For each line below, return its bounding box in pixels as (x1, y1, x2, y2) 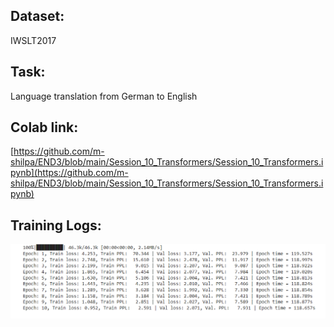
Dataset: (10, 8, 65, 25)
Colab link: (10, 119, 79, 136)
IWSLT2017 (10, 34, 57, 46)
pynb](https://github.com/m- (10, 167, 129, 179)
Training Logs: (10, 217, 102, 234)
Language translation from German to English (10, 90, 198, 102)
